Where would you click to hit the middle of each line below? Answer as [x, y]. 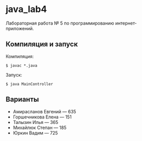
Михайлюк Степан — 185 [40, 127]
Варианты [22, 100]
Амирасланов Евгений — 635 [45, 111]
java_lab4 [26, 9]
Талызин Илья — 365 [36, 122]
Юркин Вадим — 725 [35, 133]
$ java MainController [29, 84]
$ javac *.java [22, 65]
